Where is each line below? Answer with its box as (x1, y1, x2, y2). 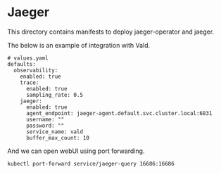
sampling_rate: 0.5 (25, 91, 83, 98)
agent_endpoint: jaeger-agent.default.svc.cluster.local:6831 (25, 109, 213, 116)
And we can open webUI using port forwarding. (7, 147, 145, 155)
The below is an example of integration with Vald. (7, 41, 151, 49)
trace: (20, 79, 39, 86)
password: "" (25, 122, 65, 129)
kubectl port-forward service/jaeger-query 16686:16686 (7, 160, 175, 167)
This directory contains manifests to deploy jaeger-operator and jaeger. (7, 27, 215, 36)
